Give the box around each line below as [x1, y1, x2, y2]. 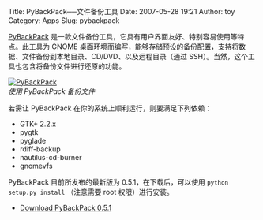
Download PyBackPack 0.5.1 [19, 203, 112, 212]
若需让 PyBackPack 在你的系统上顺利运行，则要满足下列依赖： [8, 103, 212, 113]
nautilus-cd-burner [19, 153, 82, 162]
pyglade [19, 136, 47, 145]
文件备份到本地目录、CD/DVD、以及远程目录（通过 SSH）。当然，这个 [21, 52, 249, 61]
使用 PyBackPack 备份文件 [8, 87, 96, 96]
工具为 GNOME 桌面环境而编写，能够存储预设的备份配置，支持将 [28, 42, 239, 51]
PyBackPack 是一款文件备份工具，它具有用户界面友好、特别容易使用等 [8, 32, 239, 41]
